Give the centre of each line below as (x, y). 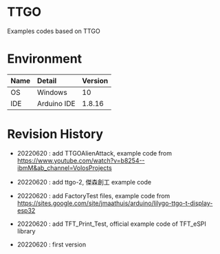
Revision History (55, 134)
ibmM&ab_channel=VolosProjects (64, 168)
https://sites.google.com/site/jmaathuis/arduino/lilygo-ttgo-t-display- (115, 203)
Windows (52, 92)
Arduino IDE (56, 103)
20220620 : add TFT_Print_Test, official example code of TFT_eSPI (111, 224)
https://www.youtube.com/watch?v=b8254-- (81, 160)
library (26, 231)
